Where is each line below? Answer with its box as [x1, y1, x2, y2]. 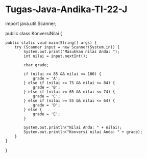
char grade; [23, 62, 50, 67]
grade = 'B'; [32, 85, 60, 90]
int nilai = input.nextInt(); [23, 54, 88, 59]
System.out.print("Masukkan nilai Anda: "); [23, 49, 120, 54]
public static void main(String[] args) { [5, 40, 97, 45]
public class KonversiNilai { [5, 30, 62, 36]
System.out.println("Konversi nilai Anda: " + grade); [23, 129, 143, 135]
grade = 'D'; [32, 102, 60, 108]
